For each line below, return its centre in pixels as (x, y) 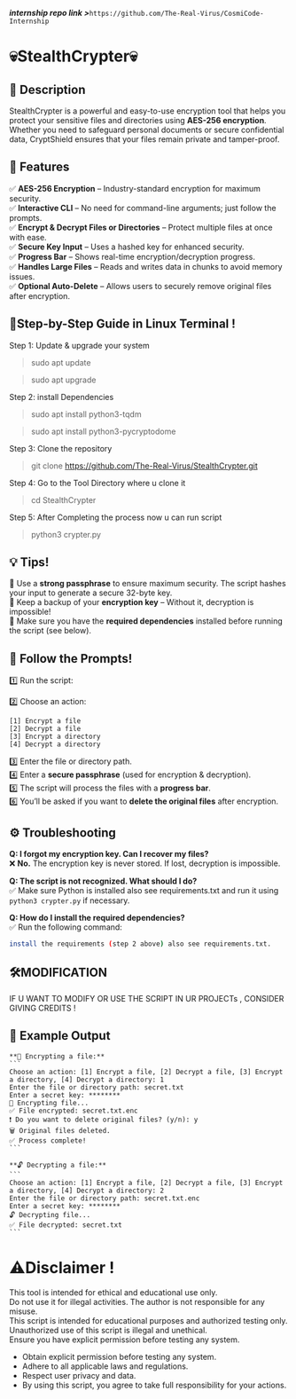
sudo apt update (61, 362)
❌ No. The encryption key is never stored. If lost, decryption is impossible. (145, 863)
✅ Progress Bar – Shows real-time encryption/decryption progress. (132, 256)
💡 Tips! (29, 562)
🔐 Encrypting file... (49, 1103)
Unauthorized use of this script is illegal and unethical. (109, 1330)
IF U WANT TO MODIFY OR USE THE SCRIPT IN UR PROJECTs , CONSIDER (147, 998)
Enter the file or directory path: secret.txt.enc (105, 1198)
